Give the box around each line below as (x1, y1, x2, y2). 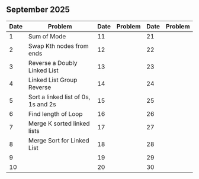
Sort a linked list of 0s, (28, 93, 91, 101)
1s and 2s (28, 100, 56, 108)
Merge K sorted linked (28, 119, 90, 128)
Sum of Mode (28, 32, 66, 40)
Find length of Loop (28, 109, 83, 118)
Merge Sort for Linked (28, 136, 90, 144)
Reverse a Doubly (28, 58, 78, 67)
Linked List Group (28, 76, 78, 84)
